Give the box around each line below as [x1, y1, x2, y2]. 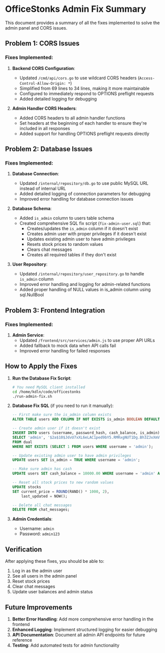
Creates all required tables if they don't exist [27, 252, 117, 258]
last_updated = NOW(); [21, 494, 68, 499]
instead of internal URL [19, 186, 66, 192]
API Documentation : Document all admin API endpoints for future [12, 632, 146, 638]
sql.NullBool [19, 292, 44, 298]
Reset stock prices [12, 578, 50, 584]
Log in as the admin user [12, 568, 62, 574]
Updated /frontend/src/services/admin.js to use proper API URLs [19, 338, 155, 343]
